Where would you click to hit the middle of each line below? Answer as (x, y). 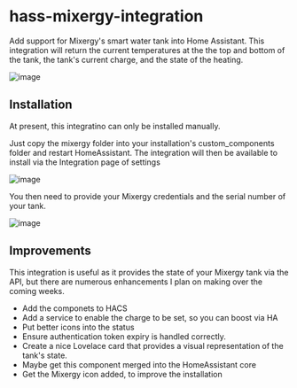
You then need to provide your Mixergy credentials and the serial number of (148, 196)
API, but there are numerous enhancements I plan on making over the (136, 282)
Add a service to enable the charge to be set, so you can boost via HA (150, 317)
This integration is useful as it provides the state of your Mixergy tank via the (149, 272)
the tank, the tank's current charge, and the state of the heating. (126, 59)
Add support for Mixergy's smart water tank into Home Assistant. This (137, 41)
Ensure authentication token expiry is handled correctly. (124, 336)
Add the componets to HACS (74, 308)
